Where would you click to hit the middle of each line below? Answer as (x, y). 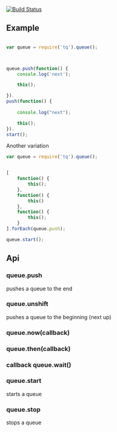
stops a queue (24, 422)
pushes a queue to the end (39, 289)
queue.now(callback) (38, 332)
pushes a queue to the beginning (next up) (59, 317)
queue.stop (23, 409)
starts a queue (24, 394)
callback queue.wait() (39, 365)
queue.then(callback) (38, 349)
